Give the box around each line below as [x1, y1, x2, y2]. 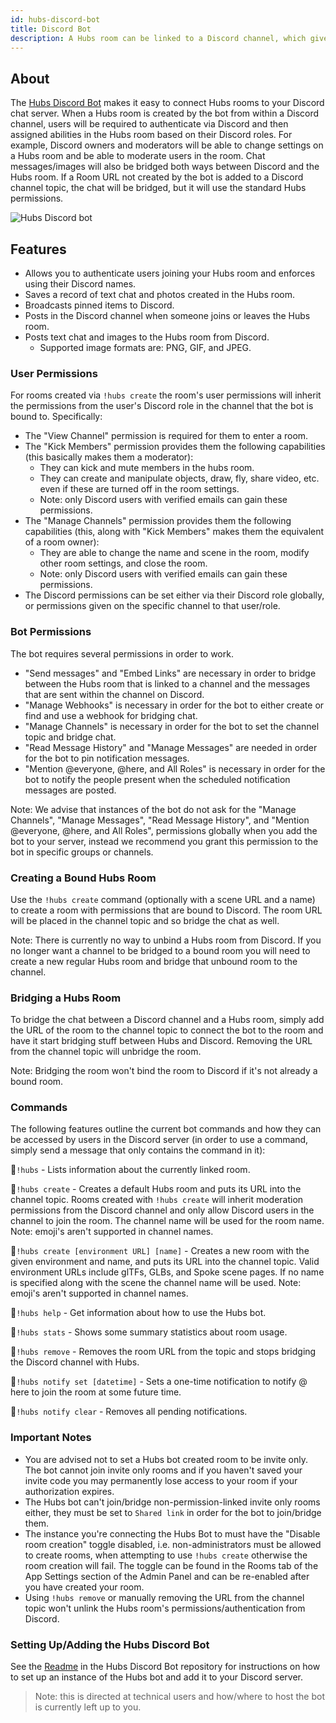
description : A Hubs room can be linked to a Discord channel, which [10, 33, 307, 43]
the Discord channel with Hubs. [10, 1356, 140, 1368]
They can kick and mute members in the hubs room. [39, 462, 255, 474]
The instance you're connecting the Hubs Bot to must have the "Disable [24, 1527, 321, 1540]
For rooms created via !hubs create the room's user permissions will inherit [10, 389, 322, 401]
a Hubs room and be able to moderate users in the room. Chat [10, 150, 266, 162]
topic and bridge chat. [24, 731, 117, 743]
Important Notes [10, 1431, 92, 1445]
